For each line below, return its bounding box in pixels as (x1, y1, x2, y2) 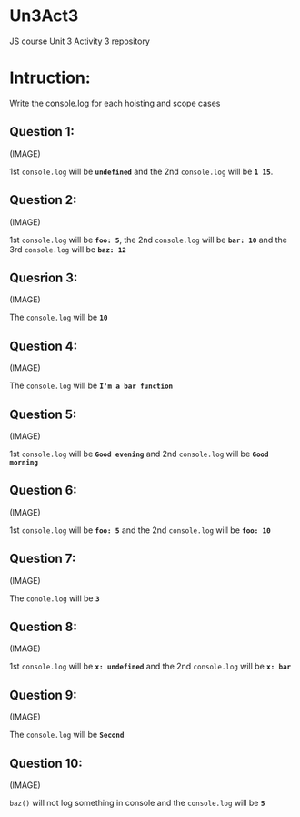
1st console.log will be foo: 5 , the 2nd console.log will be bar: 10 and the (9, 234, 288, 245)
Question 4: (9, 338, 78, 353)
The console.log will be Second (9, 730, 125, 740)
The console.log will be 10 (9, 311, 108, 323)
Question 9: (9, 687, 77, 702)
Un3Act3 (9, 5, 79, 26)
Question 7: (9, 551, 76, 567)
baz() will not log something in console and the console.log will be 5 (9, 798, 265, 808)
